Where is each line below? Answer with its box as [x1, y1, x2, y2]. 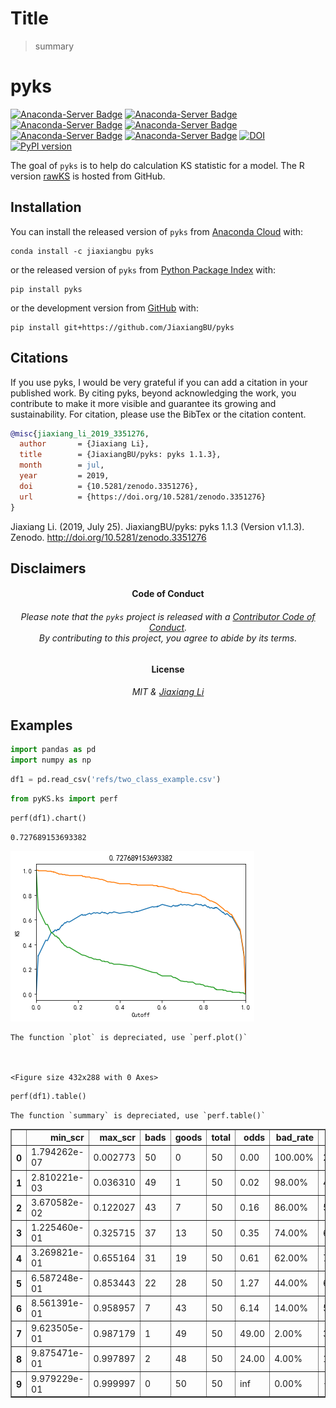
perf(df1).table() [10, 1091, 87, 1101]
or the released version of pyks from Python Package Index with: [10, 263, 277, 276]
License [151, 663, 185, 675]
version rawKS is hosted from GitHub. [10, 170, 166, 182]
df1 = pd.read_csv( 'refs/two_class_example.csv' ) [10, 775, 222, 785]
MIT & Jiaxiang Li [131, 686, 205, 698]
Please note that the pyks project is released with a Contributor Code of [20, 611, 316, 623]
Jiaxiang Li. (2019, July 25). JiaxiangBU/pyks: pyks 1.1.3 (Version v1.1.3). [10, 520, 305, 532]
